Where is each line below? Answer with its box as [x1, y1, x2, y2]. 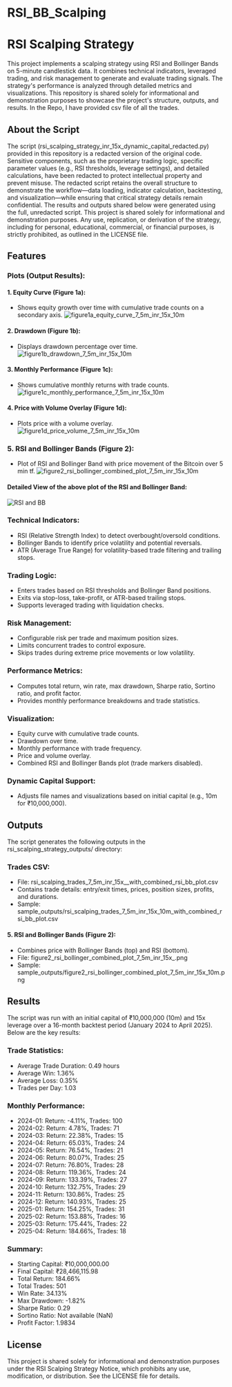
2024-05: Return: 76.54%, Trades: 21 [17, 1146, 124, 1154]
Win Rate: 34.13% [17, 1289, 68, 1298]
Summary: [7, 1244, 43, 1253]
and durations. [17, 893, 59, 901]
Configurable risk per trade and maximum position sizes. [17, 634, 179, 642]
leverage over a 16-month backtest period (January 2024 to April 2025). [7, 1021, 213, 1029]
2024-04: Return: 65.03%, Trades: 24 [17, 1139, 126, 1147]
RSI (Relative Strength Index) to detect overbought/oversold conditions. [17, 531, 221, 539]
